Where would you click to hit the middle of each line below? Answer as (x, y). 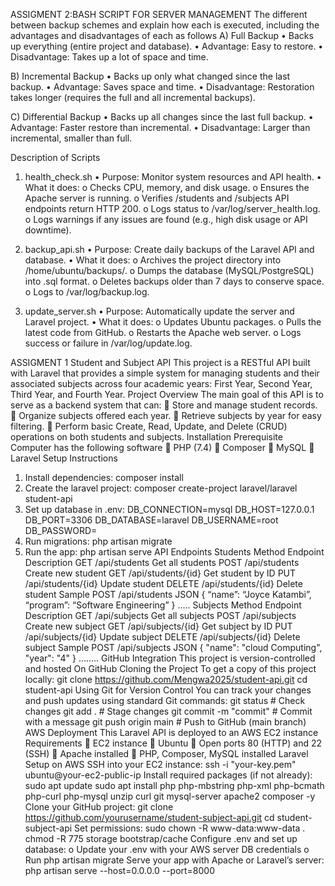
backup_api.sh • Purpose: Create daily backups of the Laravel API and (169, 249)
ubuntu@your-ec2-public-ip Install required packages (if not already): (168, 775)
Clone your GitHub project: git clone (99, 807)
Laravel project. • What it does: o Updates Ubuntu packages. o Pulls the (173, 322)
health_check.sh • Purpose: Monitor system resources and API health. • (173, 177)
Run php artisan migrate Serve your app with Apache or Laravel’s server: (174, 860)
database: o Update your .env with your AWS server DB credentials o (167, 849)
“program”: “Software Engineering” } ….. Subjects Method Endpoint (163, 605)
